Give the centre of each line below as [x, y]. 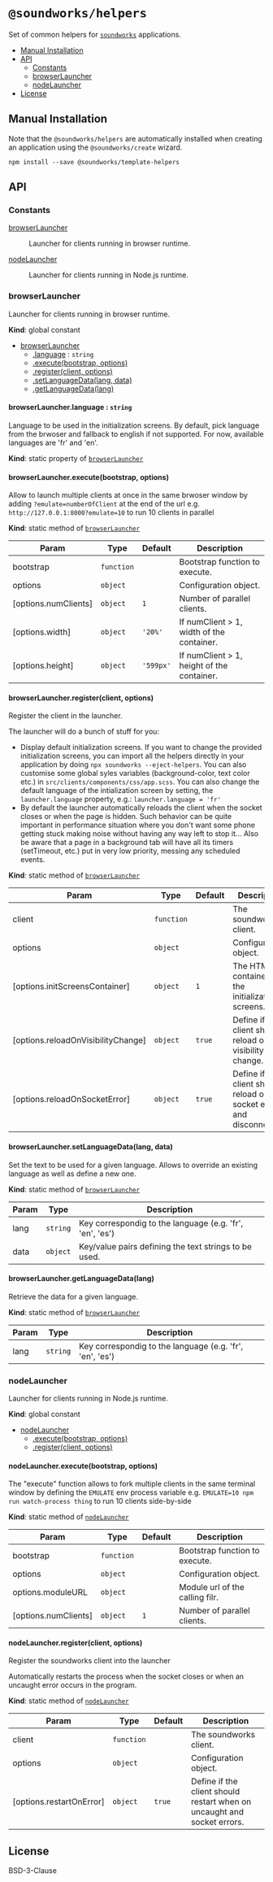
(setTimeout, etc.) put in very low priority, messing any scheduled [130, 851]
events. [32, 860]
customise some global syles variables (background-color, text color [135, 773]
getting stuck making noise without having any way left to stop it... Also [139, 834]
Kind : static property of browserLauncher [76, 458]
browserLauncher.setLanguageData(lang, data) [91, 1146]
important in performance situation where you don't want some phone [138, 825]
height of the [204, 666]
